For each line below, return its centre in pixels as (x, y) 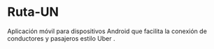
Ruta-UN (33, 12)
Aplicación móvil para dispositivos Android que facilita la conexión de (107, 31)
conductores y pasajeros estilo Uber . (61, 38)
